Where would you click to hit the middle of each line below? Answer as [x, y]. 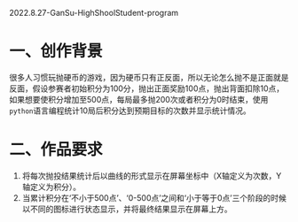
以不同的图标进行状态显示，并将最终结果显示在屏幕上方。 [127, 209]
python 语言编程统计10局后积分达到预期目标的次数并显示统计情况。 [130, 111]
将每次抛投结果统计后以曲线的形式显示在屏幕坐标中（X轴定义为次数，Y [152, 175]
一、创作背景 [56, 51]
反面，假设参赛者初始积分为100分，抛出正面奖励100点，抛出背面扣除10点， [147, 88]
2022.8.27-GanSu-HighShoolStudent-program [94, 13]
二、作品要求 [56, 150]
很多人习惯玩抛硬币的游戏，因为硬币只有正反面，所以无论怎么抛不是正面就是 [149, 77]
